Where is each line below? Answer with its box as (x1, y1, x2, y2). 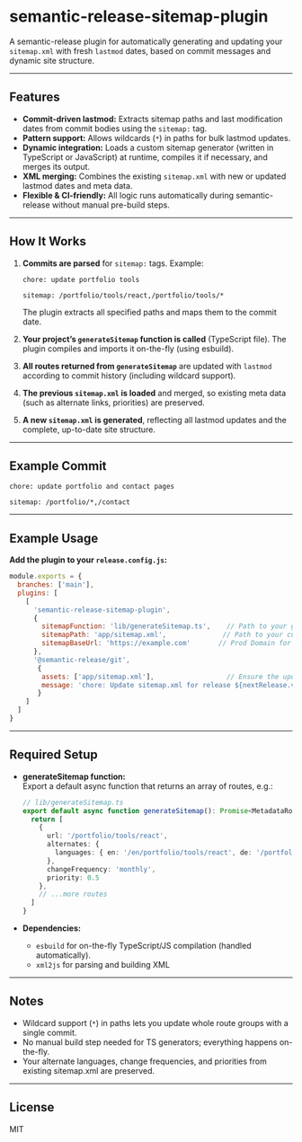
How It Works (9, 234, 87, 249)
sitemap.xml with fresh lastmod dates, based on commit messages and (9, 45, 271, 56)
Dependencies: (22, 923, 81, 934)
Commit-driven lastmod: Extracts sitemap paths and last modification (22, 113, 283, 124)
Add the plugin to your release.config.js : (9, 554, 168, 565)
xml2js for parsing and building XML (35, 960, 171, 969)
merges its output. (22, 161, 91, 172)
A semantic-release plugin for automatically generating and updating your (9, 36, 283, 47)
